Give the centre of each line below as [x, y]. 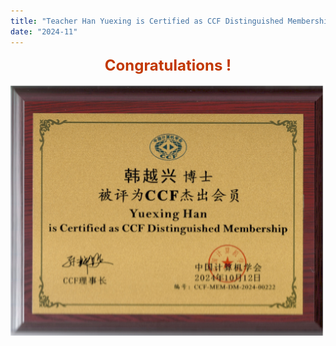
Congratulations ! [168, 65]
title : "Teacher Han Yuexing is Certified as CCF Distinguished [147, 21]
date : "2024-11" [44, 31]
